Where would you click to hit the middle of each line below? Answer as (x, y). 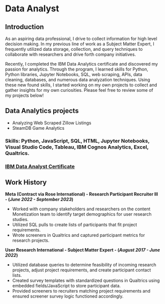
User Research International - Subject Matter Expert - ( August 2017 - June (82, 250)
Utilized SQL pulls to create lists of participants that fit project (75, 225)
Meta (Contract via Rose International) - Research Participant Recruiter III (82, 194)
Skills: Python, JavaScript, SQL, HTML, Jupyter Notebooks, (77, 141)
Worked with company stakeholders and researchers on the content (81, 209)
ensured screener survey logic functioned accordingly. (68, 296)
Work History (26, 182)
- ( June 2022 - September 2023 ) (39, 199)
